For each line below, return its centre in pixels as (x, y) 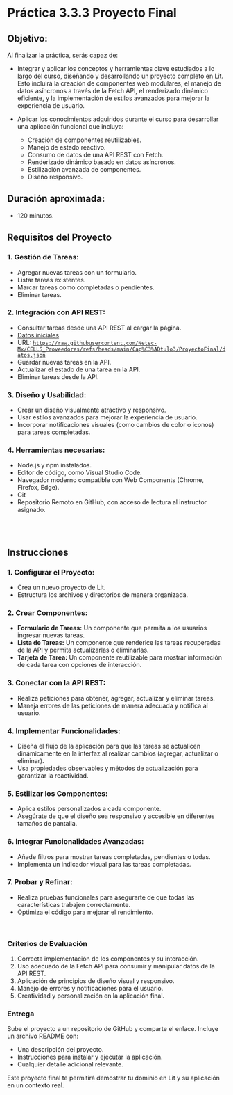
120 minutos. (35, 215)
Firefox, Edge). (38, 488)
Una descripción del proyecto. (60, 1050)
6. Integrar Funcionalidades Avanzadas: (76, 842)
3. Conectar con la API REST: (57, 683)
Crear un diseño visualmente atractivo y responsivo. (92, 410)
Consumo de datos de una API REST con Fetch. (95, 155)
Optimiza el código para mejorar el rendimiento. (85, 912)
